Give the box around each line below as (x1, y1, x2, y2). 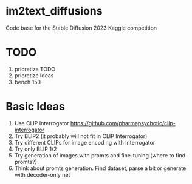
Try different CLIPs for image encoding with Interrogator (14, 139, 156, 146)
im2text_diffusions (5, 4, 103, 18)
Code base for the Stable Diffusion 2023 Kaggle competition (5, 24, 157, 31)
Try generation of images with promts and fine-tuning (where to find (14, 151, 186, 159)
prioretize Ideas (14, 71, 54, 79)
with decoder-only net (14, 171, 70, 178)
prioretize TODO (14, 65, 56, 73)
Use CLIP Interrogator (14, 119, 69, 126)
